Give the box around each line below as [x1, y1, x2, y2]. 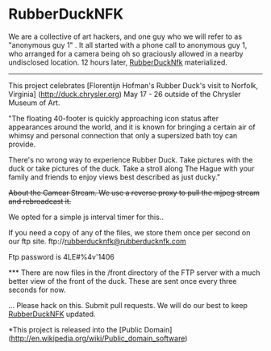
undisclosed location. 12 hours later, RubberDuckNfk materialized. [8, 57, 228, 67]
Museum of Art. [8, 98, 60, 108]
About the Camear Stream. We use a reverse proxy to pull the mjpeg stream [8, 188, 261, 197]
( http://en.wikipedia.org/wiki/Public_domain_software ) [8, 333, 188, 343]
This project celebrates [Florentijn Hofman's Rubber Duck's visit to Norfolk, [8, 80, 258, 90]
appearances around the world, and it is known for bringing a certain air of [8, 122, 256, 132]
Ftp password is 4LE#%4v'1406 [8, 252, 115, 261]
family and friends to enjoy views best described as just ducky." [8, 171, 220, 182]
